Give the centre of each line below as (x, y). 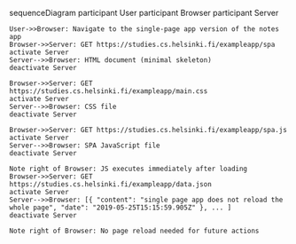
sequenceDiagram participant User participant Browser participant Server (144, 13)
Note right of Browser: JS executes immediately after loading (129, 169)
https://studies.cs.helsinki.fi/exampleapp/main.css (109, 91)
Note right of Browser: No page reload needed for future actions (134, 231)
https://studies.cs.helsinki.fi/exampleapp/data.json (111, 185)
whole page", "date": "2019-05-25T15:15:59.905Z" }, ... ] (121, 208)
